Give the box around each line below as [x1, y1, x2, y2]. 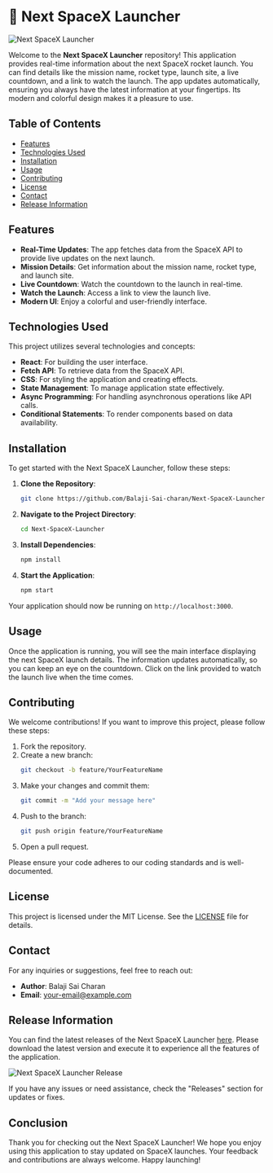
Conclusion [8, 1116, 68, 1130]
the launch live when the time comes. [8, 672, 134, 682]
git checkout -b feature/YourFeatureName [20, 766, 164, 775]
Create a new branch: [20, 750, 94, 760]
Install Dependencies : [20, 539, 96, 549]
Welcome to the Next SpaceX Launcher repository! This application [8, 50, 236, 59]
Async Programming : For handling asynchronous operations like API [20, 392, 253, 402]
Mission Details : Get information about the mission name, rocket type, [20, 261, 257, 271]
